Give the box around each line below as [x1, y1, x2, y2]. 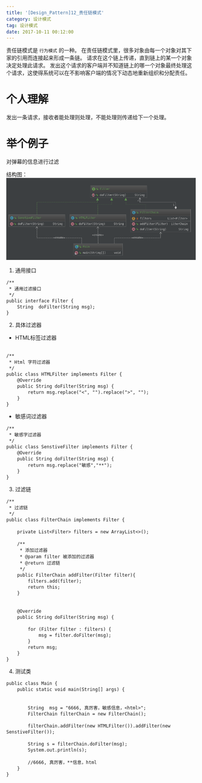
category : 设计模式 [6, 16, 52, 22]
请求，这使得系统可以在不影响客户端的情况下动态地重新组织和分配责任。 [11, 69, 191, 76]
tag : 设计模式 [6, 22, 38, 28]
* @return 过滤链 [19, 560, 61, 566]
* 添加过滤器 [19, 547, 48, 553]
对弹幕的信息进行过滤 [6, 158, 59, 166]
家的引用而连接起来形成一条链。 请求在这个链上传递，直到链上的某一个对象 [6, 54, 192, 61]
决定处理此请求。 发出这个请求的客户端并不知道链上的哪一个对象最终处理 [6, 62, 187, 69]
